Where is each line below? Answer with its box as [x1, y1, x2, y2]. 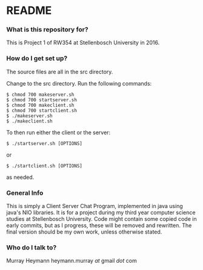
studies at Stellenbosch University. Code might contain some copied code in [6, 215, 197, 223]
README [6, 4, 52, 18]
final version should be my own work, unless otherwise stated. [6, 228, 162, 235]
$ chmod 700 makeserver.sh [6, 92, 75, 98]
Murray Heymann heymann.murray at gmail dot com [6, 257, 138, 265]
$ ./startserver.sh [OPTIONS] [6, 140, 83, 146]
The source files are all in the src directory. [6, 68, 113, 75]
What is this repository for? [6, 25, 89, 34]
